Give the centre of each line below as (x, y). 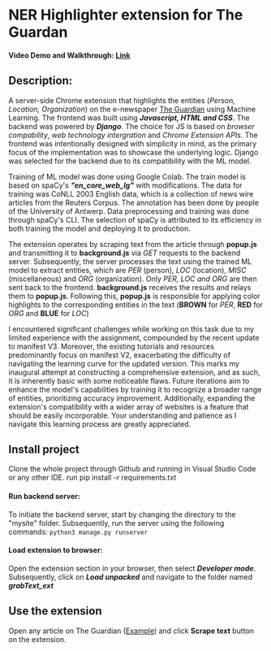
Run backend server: (45, 496)
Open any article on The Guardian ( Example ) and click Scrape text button (131, 631)
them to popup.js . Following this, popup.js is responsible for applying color (135, 296)
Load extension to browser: (56, 550)
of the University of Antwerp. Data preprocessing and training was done (129, 211)
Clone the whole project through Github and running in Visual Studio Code (132, 469)
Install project (44, 449)
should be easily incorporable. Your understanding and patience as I (123, 415)
